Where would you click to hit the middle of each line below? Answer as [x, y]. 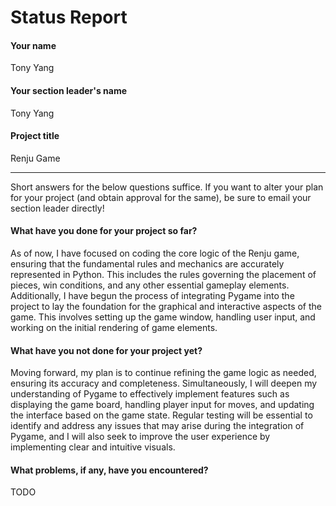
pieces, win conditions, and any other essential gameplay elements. [150, 285]
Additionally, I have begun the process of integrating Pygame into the [152, 295]
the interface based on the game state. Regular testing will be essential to [161, 415]
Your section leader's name [68, 90]
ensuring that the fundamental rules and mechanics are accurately [147, 264]
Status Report [69, 17]
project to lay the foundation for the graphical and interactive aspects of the [166, 306]
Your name [33, 45]
